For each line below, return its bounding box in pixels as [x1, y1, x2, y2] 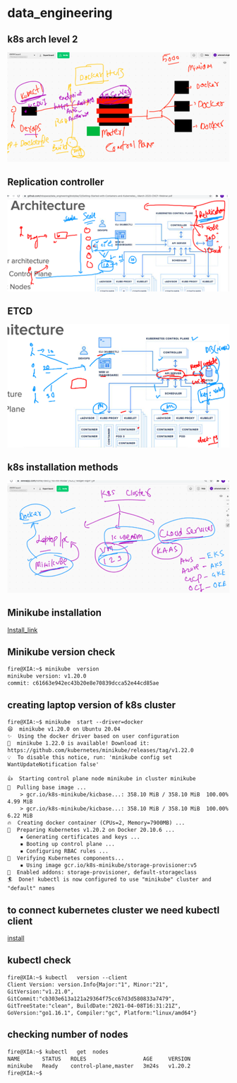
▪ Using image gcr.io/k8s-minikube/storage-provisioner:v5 [20, 862, 197, 869]
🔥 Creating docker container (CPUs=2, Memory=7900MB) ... [7, 819, 186, 827]
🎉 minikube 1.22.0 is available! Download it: [7, 740, 150, 747]
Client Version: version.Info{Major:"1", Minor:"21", [7, 981, 169, 988]
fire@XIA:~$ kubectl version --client [7, 974, 128, 981]
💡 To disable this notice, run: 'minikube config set [7, 754, 173, 761]
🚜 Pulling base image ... [7, 784, 87, 792]
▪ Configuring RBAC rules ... [20, 847, 109, 855]
